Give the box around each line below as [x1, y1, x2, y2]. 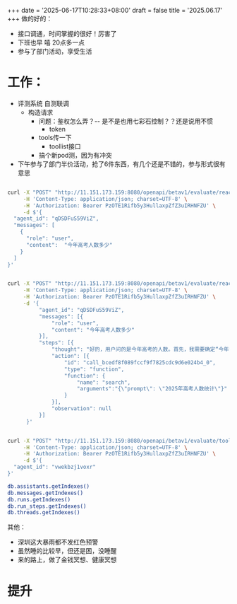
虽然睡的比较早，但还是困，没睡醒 [17, 547, 117, 555]
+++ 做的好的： [7, 14, 53, 23]
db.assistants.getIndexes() [7, 482, 90, 490]
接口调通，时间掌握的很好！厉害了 [17, 30, 117, 37]
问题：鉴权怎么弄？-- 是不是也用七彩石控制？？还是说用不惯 [38, 117, 214, 125]
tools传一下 [38, 133, 72, 141]
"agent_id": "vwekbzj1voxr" [13, 463, 97, 471]
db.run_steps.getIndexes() [7, 502, 87, 510]
